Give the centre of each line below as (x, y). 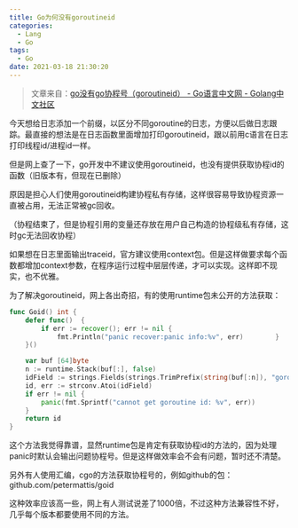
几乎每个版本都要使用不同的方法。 (71, 515)
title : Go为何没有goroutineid (62, 17)
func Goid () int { (43, 311)
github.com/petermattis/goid (62, 485)
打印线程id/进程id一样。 (52, 145)
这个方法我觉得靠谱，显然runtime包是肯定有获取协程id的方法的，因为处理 (143, 445)
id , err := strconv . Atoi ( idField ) (89, 386)
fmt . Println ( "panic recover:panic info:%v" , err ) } (168, 337)
